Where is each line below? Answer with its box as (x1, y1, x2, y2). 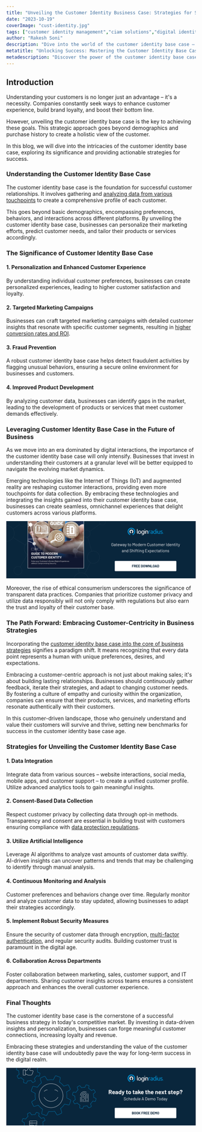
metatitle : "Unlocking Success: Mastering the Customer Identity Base (6, 48, 187, 54)
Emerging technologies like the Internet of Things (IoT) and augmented (6, 477, 182, 484)
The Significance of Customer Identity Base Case (6, 249, 153, 257)
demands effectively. (6, 410, 58, 417)
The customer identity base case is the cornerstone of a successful (6, 1012, 174, 1019)
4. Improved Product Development (6, 383, 94, 391)
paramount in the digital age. (6, 943, 78, 951)
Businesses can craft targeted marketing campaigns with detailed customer (6, 317, 194, 325)
